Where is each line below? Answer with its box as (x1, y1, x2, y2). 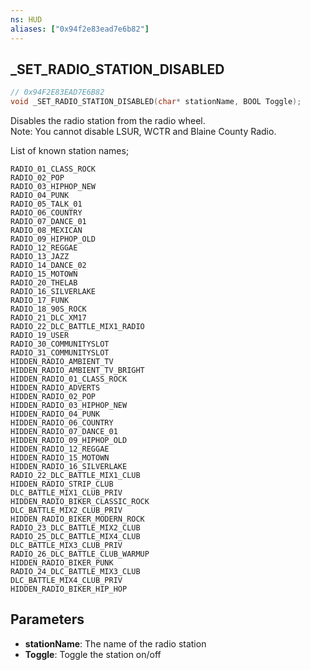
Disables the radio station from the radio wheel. (10, 115, 206, 127)
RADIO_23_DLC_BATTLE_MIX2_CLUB (10, 523, 141, 533)
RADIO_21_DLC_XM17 (10, 313, 87, 323)
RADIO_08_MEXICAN (10, 226, 83, 236)
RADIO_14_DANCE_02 (10, 261, 87, 271)
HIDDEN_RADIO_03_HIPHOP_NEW (10, 401, 128, 411)
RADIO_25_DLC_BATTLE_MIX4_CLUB (10, 532, 141, 542)
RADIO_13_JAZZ (10, 252, 70, 262)
